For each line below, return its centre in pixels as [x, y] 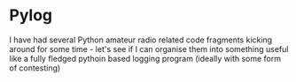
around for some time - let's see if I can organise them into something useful [149, 48]
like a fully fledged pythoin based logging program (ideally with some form [145, 58]
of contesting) [35, 68]
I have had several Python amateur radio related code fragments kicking [141, 40]
